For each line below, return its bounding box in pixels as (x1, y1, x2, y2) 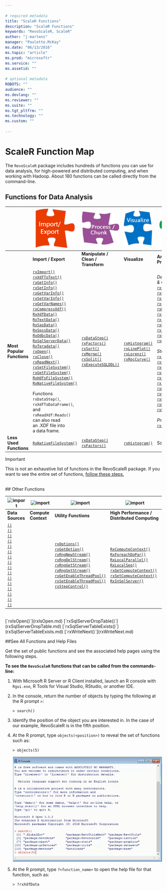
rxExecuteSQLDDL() (81, 362, 120, 367)
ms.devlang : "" (5, 92, 37, 97)
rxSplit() (81, 357, 102, 362)
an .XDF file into (32, 422, 66, 428)
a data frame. (32, 427, 60, 434)
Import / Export (32, 256, 65, 262)
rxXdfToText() (32, 275, 62, 280)
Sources (7, 515, 25, 521)
